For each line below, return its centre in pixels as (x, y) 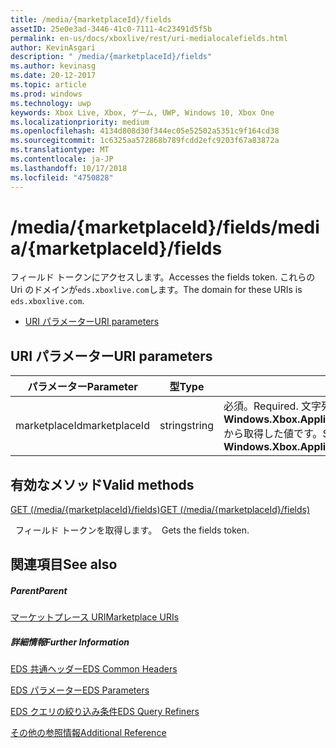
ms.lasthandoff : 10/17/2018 (69, 168)
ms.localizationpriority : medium (80, 122)
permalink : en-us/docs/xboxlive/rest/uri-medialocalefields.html (149, 38)
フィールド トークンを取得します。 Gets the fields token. (132, 530)
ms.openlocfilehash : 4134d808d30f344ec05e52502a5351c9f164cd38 (145, 131)
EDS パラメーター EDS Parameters (80, 690)
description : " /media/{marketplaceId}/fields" (111, 57)
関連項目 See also (64, 564)
